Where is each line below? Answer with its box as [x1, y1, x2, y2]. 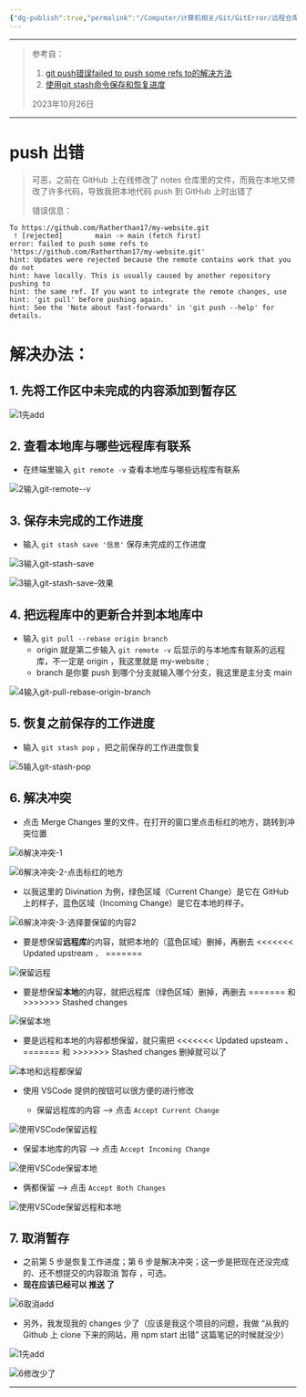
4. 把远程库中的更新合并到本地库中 [9, 607, 203, 622]
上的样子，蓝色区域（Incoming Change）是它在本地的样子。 [22, 897, 250, 908]
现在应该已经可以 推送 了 [22, 1279, 116, 1290]
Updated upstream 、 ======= [22, 947, 143, 958]
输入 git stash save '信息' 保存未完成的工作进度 [22, 539, 207, 550]
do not [9, 263, 35, 272]
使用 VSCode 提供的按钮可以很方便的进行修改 [22, 1085, 194, 1096]
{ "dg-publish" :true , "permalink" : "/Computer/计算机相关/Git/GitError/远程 [9, 13, 286, 23]
